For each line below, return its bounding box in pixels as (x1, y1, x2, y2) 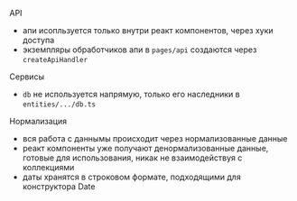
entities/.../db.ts (22, 100, 97, 109)
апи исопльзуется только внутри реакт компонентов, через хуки (22, 25, 274, 35)
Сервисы (9, 71, 45, 82)
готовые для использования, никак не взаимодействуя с (22, 152, 243, 163)
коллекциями (22, 162, 75, 172)
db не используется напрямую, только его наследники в (22, 89, 241, 99)
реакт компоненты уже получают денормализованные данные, (22, 143, 269, 153)
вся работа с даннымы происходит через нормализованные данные (22, 133, 288, 143)
